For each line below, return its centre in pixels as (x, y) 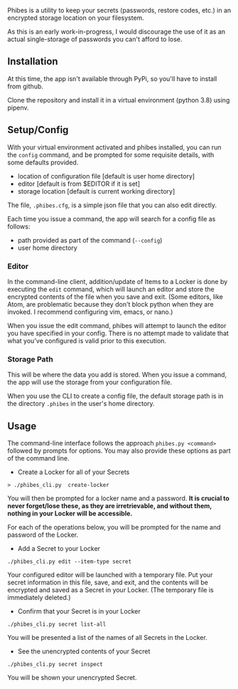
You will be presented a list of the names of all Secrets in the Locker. (107, 638)
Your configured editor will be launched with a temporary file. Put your (110, 575)
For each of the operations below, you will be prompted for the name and (114, 527)
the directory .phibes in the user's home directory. (81, 404)
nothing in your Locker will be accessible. (70, 514)
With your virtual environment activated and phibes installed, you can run (114, 147)
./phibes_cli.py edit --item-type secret (70, 562)
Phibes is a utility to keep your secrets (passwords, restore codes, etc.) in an (119, 10)
